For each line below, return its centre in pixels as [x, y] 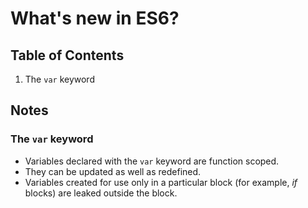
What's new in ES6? [95, 18]
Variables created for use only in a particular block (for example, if [161, 182]
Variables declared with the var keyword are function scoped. [152, 161]
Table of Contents [67, 55]
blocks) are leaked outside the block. [101, 193]
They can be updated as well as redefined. [113, 171]
